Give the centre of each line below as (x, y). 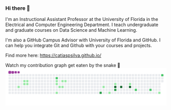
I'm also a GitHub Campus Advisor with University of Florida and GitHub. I (83, 40)
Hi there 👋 (18, 8)
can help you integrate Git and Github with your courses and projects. (79, 46)
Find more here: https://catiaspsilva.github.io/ (53, 55)
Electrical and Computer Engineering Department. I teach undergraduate (82, 25)
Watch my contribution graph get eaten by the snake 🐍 (63, 65)
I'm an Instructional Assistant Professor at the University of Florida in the (82, 19)
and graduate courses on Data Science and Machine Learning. (71, 30)
